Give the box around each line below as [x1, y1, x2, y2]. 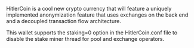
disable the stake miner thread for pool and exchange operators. [6, 36, 165, 42]
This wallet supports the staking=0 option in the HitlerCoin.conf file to [6, 29, 178, 36]
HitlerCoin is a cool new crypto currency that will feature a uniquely [6, 5, 172, 12]
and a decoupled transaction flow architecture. [6, 18, 121, 24]
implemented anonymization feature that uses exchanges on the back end [6, 11, 189, 18]
